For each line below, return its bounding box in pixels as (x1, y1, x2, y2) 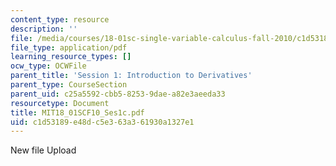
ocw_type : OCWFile (10, 61, 87, 71)
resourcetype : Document (10, 98, 110, 108)
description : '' (10, 24, 78, 34)
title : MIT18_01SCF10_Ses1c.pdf (10, 107, 145, 118)
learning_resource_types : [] (10, 52, 132, 62)
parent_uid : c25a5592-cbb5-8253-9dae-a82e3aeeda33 (10, 89, 226, 99)
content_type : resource (10, 14, 110, 25)
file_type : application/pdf (10, 42, 128, 53)
